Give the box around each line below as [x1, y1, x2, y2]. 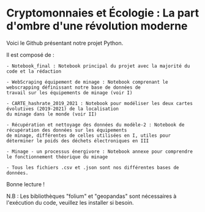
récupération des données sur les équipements [6, 127, 127, 133]
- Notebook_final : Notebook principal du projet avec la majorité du [6, 63, 190, 69]
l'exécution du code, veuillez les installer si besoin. [6, 199, 134, 206]
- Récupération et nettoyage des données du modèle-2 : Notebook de [6, 122, 185, 128]
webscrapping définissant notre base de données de [6, 84, 141, 90]
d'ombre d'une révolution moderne [6, 19, 188, 33]
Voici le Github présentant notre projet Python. [6, 39, 124, 46]
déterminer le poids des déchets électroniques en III [6, 137, 149, 144]
